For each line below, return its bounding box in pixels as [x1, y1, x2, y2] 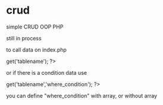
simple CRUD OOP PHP [6, 23, 64, 30]
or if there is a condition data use [6, 69, 87, 76]
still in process [6, 34, 42, 42]
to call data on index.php [6, 46, 67, 53]
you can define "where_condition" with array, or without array [6, 92, 158, 99]
